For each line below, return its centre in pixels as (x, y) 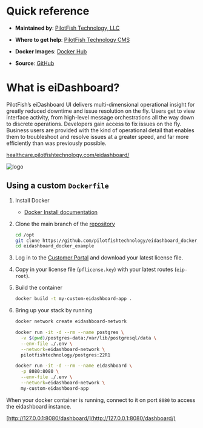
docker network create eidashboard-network (71, 322)
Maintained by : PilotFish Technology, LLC (67, 28)
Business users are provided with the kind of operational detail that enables (101, 130)
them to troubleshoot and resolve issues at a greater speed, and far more (98, 136)
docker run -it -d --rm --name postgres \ (69, 333)
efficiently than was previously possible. (56, 143)
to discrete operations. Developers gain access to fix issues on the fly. (94, 124)
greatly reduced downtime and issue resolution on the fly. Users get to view (101, 111)
